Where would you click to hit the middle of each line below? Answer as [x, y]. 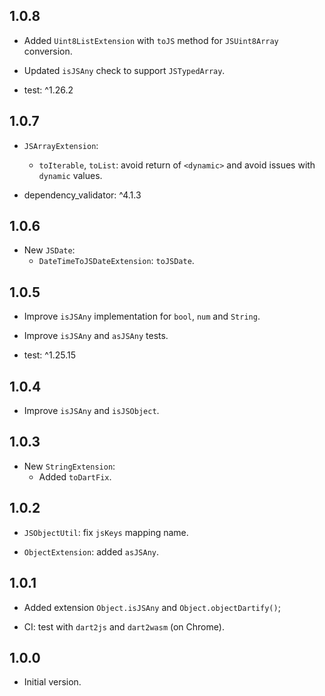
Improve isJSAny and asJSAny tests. [96, 336]
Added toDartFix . [75, 476]
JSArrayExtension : [61, 145]
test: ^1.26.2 [48, 90]
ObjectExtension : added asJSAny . [91, 551]
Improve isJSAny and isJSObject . [91, 411]
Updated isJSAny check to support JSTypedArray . [124, 70]
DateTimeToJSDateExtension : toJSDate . [116, 261]
